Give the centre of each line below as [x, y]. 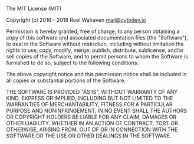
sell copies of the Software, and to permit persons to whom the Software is [97, 56]
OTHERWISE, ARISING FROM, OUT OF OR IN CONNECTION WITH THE [92, 130]
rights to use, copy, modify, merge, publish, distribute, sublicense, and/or [95, 50]
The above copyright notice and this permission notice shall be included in [96, 74]
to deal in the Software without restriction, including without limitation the [95, 44]
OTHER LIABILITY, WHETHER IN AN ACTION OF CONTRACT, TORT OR [92, 123]
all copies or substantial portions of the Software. [66, 80]
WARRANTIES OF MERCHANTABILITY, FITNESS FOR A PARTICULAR [89, 104]
